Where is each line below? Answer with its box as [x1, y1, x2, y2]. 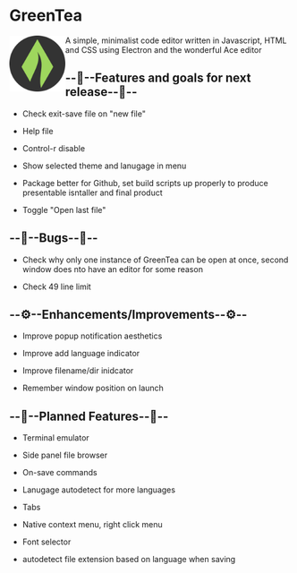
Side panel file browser [21, 449, 108, 461]
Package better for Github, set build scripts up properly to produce [21, 177, 268, 188]
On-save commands [21, 467, 98, 478]
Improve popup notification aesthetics [21, 330, 163, 341]
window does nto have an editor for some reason [21, 263, 204, 274]
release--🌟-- [65, 84, 138, 99]
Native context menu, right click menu [21, 519, 163, 530]
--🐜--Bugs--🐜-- [9, 230, 98, 246]
